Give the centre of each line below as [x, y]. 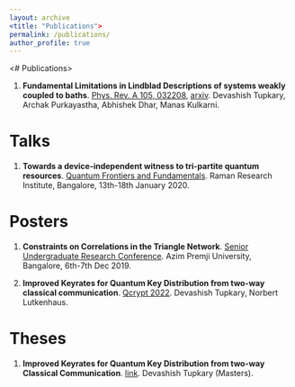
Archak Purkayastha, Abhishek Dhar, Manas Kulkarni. [121, 105]
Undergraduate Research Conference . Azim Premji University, [137, 256]
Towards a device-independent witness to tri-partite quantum [140, 166]
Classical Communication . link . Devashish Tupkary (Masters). [138, 373]
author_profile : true [50, 43]
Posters [39, 222]
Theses [38, 339]
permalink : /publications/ [60, 34]
